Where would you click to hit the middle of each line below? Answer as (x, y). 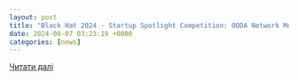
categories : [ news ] (45, 42)
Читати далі (31, 67)
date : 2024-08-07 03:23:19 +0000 (71, 33)
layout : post (33, 17)
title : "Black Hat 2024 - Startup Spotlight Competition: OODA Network (144, 25)
